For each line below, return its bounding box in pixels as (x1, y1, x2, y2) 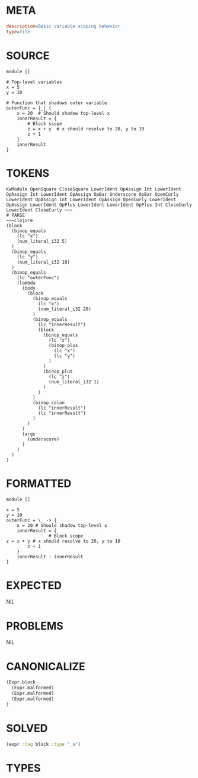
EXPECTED (6, 579, 62, 592)
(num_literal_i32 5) (17, 238, 68, 244)
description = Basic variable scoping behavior (6, 23, 120, 29)
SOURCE (6, 49, 50, 63)
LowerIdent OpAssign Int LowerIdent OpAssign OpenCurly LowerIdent (6, 196, 177, 202)
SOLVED (6, 721, 48, 735)
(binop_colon (32, 399, 65, 405)
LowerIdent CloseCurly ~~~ (6, 207, 73, 213)
